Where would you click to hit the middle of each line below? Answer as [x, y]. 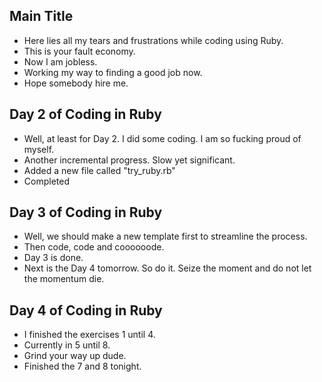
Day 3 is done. [53, 258]
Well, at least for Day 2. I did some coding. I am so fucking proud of [162, 138]
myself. [39, 149]
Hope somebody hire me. [76, 83]
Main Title [41, 16]
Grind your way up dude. [75, 356]
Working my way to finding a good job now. [113, 72]
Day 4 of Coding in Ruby [86, 310]
